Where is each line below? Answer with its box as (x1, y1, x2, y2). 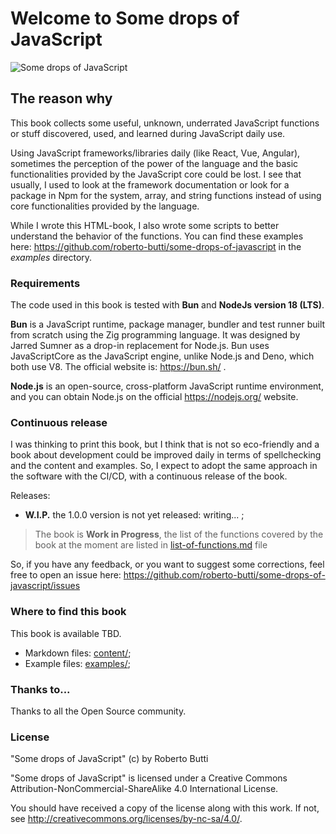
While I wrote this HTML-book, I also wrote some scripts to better (10, 219, 280, 231)
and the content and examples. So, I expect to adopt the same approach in (10, 460, 318, 472)
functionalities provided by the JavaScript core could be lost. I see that (10, 168, 302, 180)
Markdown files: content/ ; (24, 647, 132, 659)
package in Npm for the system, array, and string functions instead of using (10, 189, 322, 201)
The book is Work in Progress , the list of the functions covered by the (34, 528, 324, 541)
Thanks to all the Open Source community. (10, 705, 187, 717)
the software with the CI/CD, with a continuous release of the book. (10, 470, 288, 482)
